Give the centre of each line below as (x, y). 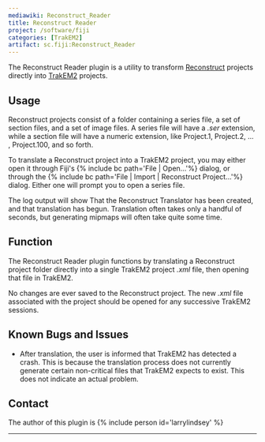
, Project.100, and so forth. (51, 144)
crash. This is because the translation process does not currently (125, 362)
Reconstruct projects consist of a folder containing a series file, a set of (124, 119)
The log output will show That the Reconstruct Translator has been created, (131, 200)
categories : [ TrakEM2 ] (45, 37)
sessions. (24, 309)
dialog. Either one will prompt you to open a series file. (97, 185)
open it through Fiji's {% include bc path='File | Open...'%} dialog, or (119, 168)
